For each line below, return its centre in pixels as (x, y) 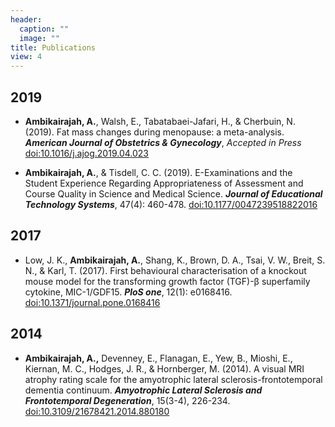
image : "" (39, 38)
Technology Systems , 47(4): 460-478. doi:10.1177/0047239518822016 (171, 204)
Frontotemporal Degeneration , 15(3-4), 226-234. (127, 400)
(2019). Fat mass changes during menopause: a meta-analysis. (154, 132)
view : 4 (26, 57)
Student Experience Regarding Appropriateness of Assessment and (164, 183)
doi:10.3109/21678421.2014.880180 (97, 411)
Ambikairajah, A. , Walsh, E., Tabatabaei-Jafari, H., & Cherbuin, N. (160, 121)
